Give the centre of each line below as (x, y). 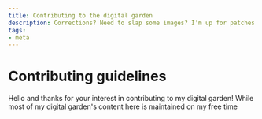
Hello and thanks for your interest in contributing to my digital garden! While (131, 99)
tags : (17, 30)
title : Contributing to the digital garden (81, 15)
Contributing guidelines (87, 76)
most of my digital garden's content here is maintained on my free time (123, 106)
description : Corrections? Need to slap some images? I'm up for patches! (133, 23)
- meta (19, 37)
